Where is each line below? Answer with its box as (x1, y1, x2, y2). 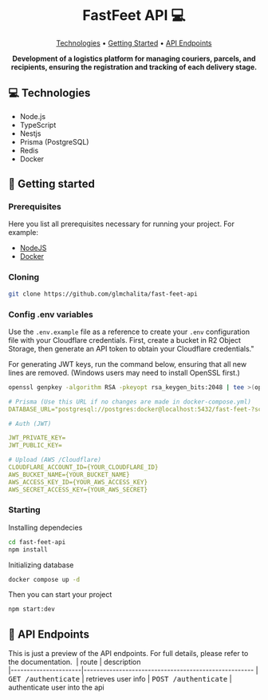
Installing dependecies (8, 523, 83, 532)
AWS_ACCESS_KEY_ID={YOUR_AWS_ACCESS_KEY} (8, 478, 148, 486)
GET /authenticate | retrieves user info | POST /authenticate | (8, 674, 233, 684)
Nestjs (19, 129, 41, 138)
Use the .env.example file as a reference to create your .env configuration (8, 327, 250, 336)
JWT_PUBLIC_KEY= (8, 441, 62, 450)
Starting (8, 504, 41, 515)
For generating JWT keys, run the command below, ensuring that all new (8, 359, 247, 368)
